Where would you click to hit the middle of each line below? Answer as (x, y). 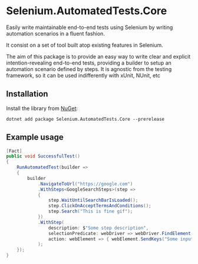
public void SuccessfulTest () (43, 156)
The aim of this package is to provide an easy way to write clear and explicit (98, 56)
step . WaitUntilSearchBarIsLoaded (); (93, 200)
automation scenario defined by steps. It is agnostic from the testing (89, 69)
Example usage (35, 137)
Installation (27, 94)
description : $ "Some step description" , (98, 228)
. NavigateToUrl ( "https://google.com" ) (85, 184)
